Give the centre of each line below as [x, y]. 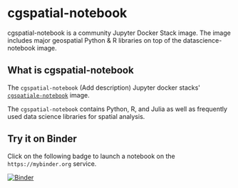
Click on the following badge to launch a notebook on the [92, 156]
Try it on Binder [42, 139]
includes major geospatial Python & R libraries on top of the [94, 40]
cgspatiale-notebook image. [49, 95]
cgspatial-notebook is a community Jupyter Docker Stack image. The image [119, 33]
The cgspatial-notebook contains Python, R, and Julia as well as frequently [118, 109]
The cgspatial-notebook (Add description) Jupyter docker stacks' [104, 88]
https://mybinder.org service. [52, 163]
